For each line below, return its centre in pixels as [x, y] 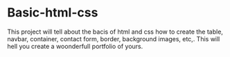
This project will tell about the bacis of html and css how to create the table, [115, 32]
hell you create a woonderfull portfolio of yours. [75, 46]
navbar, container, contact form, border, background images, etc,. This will [114, 38]
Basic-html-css [53, 13]
